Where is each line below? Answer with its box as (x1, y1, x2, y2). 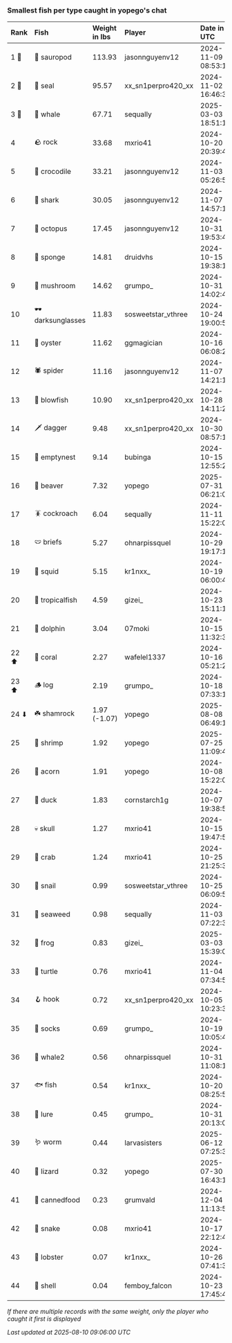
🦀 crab (34, 853, 56, 862)
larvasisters (124, 1138, 162, 1148)
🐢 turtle (34, 967, 59, 977)
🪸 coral (34, 652, 57, 662)
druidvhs (124, 252, 153, 262)
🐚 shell (34, 1281, 57, 1290)
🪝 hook (34, 994, 60, 1004)
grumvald (124, 1195, 155, 1205)
